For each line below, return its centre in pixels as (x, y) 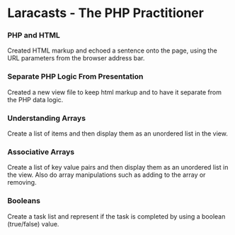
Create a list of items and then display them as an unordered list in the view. (117, 133)
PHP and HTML (34, 35)
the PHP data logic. (35, 99)
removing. (22, 182)
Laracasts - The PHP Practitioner (105, 13)
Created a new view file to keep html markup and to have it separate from (114, 92)
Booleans (24, 201)
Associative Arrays (41, 152)
